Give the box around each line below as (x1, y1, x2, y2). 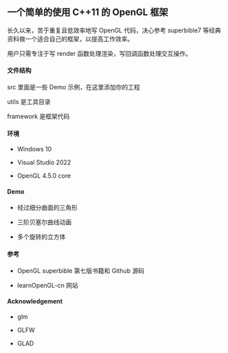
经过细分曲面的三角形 (16, 204, 78, 212)
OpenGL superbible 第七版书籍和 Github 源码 (16, 266, 145, 275)
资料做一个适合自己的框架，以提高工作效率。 (7, 34, 134, 43)
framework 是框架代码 (7, 112, 70, 120)
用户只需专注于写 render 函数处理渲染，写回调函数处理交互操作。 (7, 49, 192, 57)
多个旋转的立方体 (16, 233, 66, 241)
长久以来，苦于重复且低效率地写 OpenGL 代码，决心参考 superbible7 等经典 (7, 26, 221, 34)
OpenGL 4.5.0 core (16, 171, 71, 180)
